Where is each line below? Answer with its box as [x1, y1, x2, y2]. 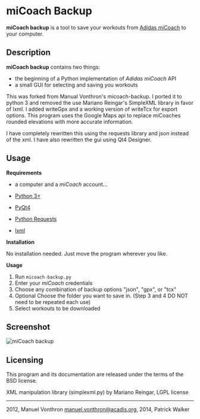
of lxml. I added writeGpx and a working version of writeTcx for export [6, 105, 177, 113]
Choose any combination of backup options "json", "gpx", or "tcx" [14, 285, 177, 293]
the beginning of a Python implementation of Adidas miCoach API [14, 75, 177, 82]
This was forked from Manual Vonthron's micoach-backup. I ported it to [6, 92, 182, 100]
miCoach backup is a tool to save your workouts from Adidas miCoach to [6, 24, 186, 31]
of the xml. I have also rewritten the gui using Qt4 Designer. [6, 136, 152, 143]
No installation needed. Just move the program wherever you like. [6, 250, 168, 257]
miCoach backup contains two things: [6, 63, 100, 70]
